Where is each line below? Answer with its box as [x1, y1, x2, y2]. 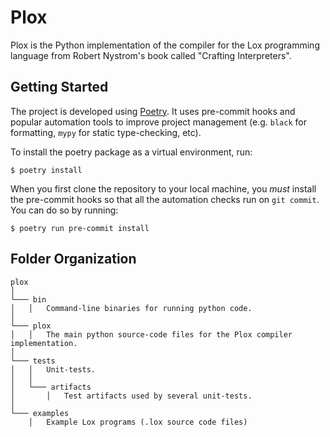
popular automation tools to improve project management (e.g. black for [10, 116, 307, 128]
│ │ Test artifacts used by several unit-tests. [10, 391, 253, 401]
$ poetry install [10, 165, 83, 175]
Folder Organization [10, 251, 137, 268]
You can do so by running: [10, 204, 119, 216]
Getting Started [10, 79, 109, 96]
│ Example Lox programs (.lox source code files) [28, 417, 248, 427]
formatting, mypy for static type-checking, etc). [10, 126, 202, 138]
